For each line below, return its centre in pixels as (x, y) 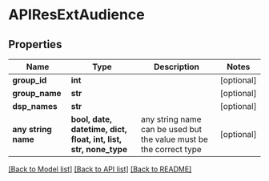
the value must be (175, 139)
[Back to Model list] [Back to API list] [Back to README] (100, 169)
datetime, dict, (99, 129)
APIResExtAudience (77, 15)
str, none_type (99, 149)
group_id (30, 80)
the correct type (171, 149)
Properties (35, 44)
